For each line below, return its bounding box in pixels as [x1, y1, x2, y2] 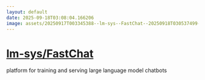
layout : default [6, 9, 48, 15]
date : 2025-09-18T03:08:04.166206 [6, 15, 95, 21]
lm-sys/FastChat [6, 46, 94, 60]
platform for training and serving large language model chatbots [6, 67, 167, 74]
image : [6, 20, 23, 26]
